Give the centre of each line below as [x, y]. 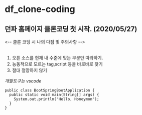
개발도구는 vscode [23, 81]
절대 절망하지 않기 [29, 70]
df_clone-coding [40, 9]
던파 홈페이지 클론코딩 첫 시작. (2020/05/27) [71, 29]
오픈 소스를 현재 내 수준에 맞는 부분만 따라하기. [57, 58]
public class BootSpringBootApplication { [50, 90]
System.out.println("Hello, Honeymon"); [56, 99]
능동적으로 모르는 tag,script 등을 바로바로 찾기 [57, 64]
